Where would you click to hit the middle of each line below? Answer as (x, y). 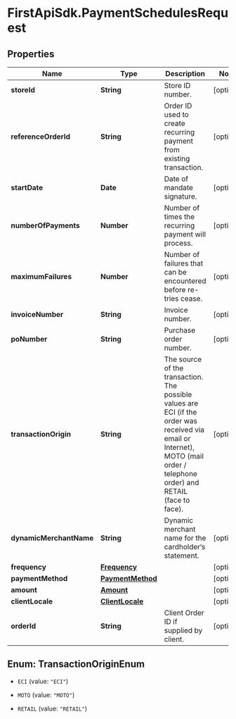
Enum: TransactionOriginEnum (76, 664)
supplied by (183, 630)
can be (176, 272)
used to (177, 114)
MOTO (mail (184, 456)
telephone (181, 474)
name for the (185, 538)
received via (184, 430)
